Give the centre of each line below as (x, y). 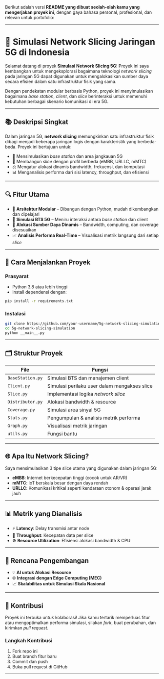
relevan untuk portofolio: (30, 17)
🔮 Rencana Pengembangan (47, 561)
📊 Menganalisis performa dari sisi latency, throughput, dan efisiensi (81, 172)
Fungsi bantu (62, 433)
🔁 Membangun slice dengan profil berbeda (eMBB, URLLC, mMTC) (79, 161)
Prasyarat (17, 276)
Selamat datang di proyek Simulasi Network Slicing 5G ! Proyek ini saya (77, 66)
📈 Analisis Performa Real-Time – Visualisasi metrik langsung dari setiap (85, 235)
